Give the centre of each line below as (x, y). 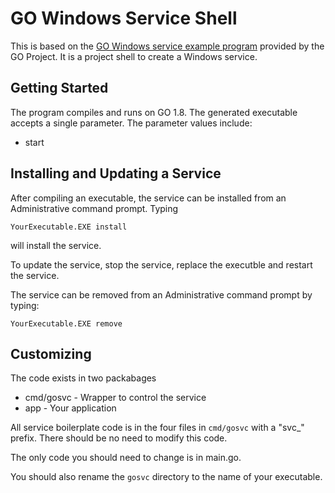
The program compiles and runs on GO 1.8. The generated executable (154, 112)
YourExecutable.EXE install (69, 227)
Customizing (51, 353)
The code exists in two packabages (83, 378)
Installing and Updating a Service (116, 173)
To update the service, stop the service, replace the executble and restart (161, 264)
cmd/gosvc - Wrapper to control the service (115, 398)
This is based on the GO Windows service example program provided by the (167, 46)
